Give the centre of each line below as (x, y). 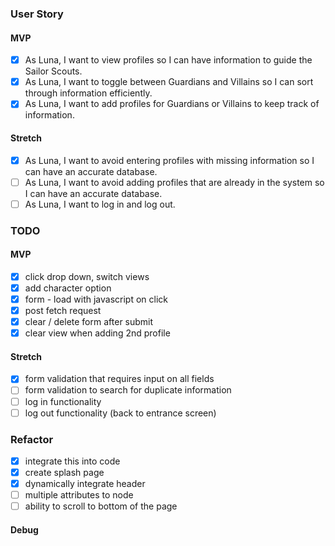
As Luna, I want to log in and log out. (100, 204)
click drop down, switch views (87, 276)
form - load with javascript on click (96, 299)
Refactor (32, 439)
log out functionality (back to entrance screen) (120, 413)
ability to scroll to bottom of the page (101, 506)
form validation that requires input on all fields (119, 379)
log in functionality (63, 401)
